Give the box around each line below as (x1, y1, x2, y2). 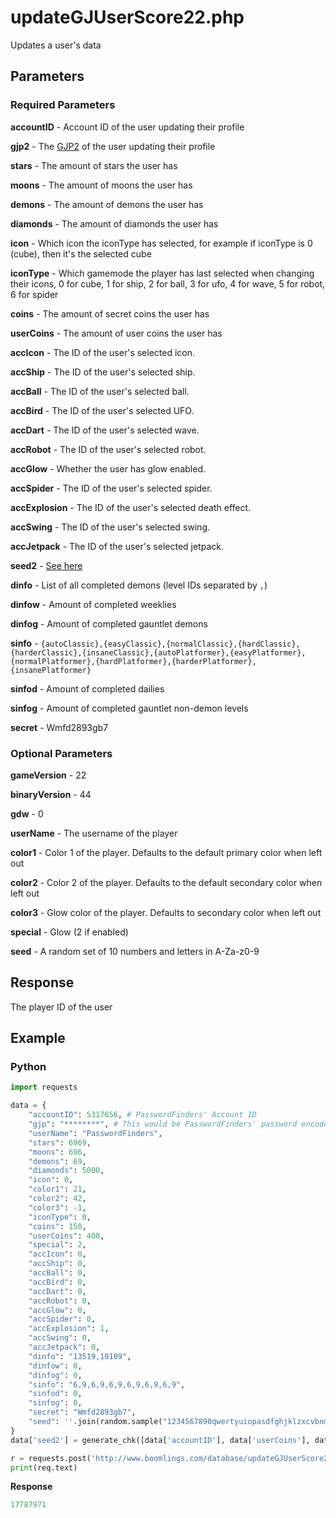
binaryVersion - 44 (10, 788, 92, 800)
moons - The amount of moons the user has (10, 179, 193, 191)
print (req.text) (10, 1462, 78, 1473)
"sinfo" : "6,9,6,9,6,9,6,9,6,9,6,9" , (28, 1379, 186, 1390)
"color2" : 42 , (28, 1194, 87, 1204)
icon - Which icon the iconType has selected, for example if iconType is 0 (10, 237, 313, 249)
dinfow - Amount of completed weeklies (10, 598, 177, 610)
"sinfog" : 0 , (28, 1398, 83, 1408)
